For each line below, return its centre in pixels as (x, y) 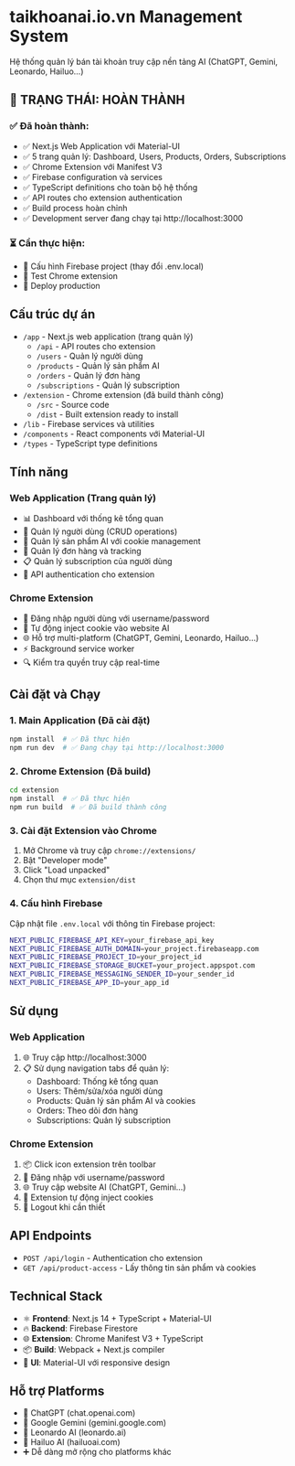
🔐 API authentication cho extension (89, 574)
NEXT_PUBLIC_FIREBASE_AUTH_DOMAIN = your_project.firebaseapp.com (134, 948)
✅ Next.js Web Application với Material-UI (101, 146)
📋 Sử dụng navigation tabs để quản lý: (96, 1068)
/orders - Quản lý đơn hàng (88, 375)
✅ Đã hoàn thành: (49, 126)
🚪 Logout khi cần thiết (64, 1207)
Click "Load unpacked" (66, 870)
